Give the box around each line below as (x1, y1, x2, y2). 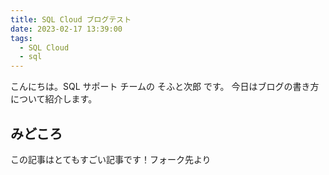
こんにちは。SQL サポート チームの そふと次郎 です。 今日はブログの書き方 (10, 81, 320, 93)
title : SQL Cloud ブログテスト (10, 14, 132, 25)
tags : (10, 33, 33, 43)
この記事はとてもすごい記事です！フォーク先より (10, 153, 212, 165)
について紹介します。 (10, 93, 98, 105)
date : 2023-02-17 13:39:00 (10, 24, 123, 34)
